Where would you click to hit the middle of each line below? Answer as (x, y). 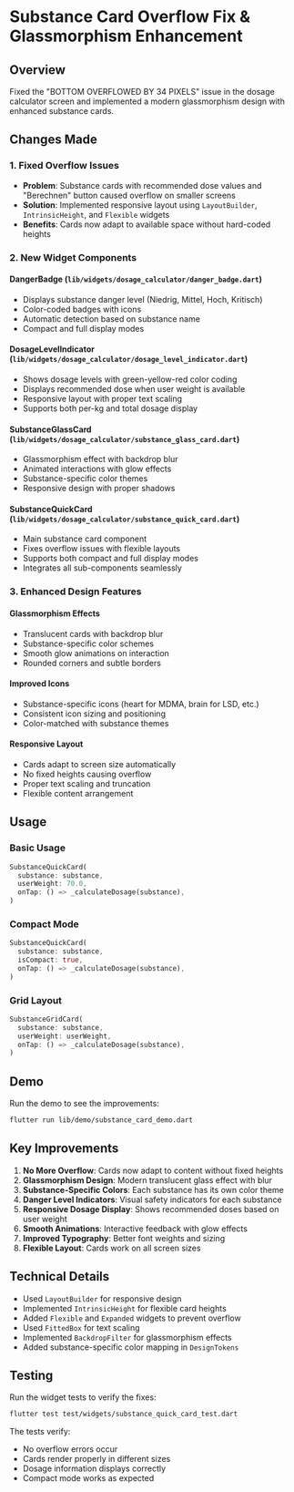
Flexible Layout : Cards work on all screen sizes (112, 1248)
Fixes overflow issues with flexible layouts (101, 549)
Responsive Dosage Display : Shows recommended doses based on (151, 1209)
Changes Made (53, 140)
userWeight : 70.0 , (53, 884)
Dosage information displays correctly (94, 1468)
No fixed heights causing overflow (87, 774)
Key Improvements (64, 1149)
